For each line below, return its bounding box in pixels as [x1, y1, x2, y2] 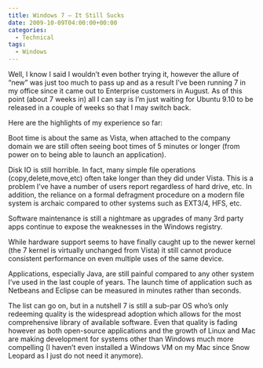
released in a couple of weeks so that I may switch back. [8, 103, 192, 112]
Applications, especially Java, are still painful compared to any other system [8, 269, 254, 279]
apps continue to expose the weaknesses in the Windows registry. [8, 222, 223, 231]
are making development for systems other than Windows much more [8, 334, 234, 344]
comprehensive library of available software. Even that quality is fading [8, 318, 238, 326]
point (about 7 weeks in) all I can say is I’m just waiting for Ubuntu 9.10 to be [8, 95, 254, 104]
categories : [8, 26, 47, 34]
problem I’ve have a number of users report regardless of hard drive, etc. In [8, 182, 253, 191]
